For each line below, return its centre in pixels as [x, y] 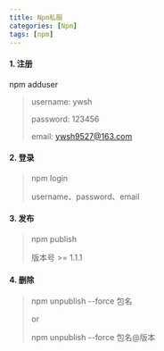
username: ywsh [61, 101]
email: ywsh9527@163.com [82, 136]
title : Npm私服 [36, 17]
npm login [49, 178]
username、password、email [85, 196]
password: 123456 [65, 119]
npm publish [54, 238]
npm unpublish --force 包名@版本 [93, 338]
